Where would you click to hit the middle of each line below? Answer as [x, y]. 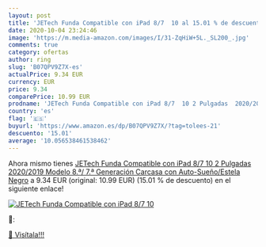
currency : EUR [32, 82]
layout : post [30, 15]
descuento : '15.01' [40, 133]
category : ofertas [38, 52]
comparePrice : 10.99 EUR [49, 97]
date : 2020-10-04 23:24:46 [53, 30]
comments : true [33, 45]
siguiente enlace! [36, 188]
